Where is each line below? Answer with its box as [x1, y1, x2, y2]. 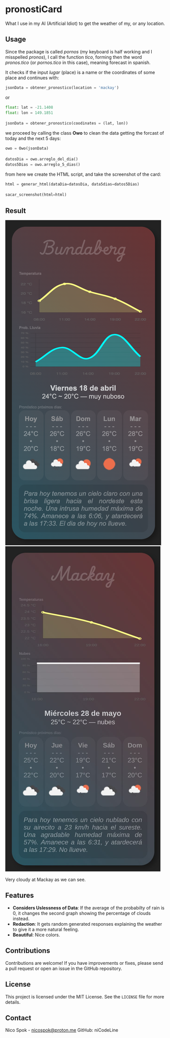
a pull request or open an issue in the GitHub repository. [5, 965, 122, 971]
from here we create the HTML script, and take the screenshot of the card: [5, 171, 161, 177]
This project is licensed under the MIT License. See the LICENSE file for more [5, 993, 164, 999]
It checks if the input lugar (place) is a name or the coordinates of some [5, 69, 155, 75]
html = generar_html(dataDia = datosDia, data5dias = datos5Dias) [5, 181, 140, 186]
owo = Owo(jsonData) [5, 146, 49, 151]
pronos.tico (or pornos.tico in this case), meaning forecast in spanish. [5, 59, 151, 66]
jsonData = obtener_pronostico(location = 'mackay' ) [5, 85, 119, 90]
